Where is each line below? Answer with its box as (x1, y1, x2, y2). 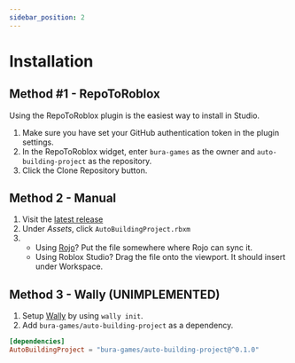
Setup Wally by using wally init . (21, 311, 144, 321)
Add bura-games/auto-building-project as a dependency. (21, 320, 234, 331)
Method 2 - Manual (9, 191, 117, 206)
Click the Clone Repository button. (21, 165, 148, 176)
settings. (21, 137, 55, 147)
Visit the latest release (21, 214, 104, 225)
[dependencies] (9, 337, 66, 346)
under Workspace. (35, 261, 104, 272)
